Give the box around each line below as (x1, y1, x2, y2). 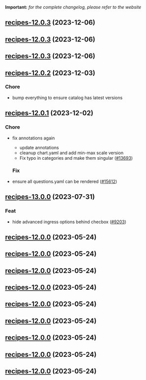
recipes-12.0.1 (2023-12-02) (5, 109, 93, 117)
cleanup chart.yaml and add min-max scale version (19, 150, 124, 156)
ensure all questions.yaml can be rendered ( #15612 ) (12, 178, 117, 184)
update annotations (19, 144, 59, 150)
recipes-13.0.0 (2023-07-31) (5, 193, 95, 201)
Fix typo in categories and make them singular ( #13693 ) (19, 155, 133, 161)
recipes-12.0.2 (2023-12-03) (5, 69, 96, 77)
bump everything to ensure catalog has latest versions (12, 95, 123, 101)
